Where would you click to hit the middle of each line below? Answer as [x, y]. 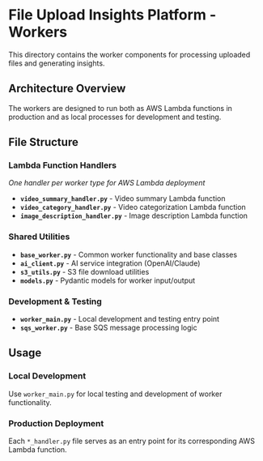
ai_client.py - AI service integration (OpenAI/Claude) [110, 263]
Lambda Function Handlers [63, 165]
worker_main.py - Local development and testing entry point [120, 319]
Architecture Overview [67, 89]
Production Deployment [56, 423]
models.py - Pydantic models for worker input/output [108, 280]
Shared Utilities [39, 237]
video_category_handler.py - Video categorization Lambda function [133, 207]
